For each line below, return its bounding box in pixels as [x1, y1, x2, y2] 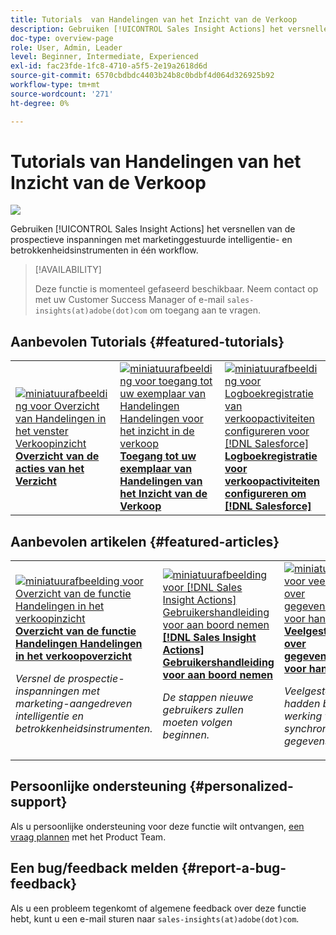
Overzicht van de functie [15, 624, 137, 638]
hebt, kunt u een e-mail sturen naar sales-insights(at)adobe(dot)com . [10, 912, 300, 925]
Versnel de [15, 672, 66, 686]
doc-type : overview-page [10, 33, 114, 43]
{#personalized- [189, 778, 294, 795]
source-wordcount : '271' [10, 89, 114, 99]
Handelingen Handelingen [15, 637, 143, 651]
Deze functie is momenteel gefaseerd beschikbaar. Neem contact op [34, 283, 319, 295]
